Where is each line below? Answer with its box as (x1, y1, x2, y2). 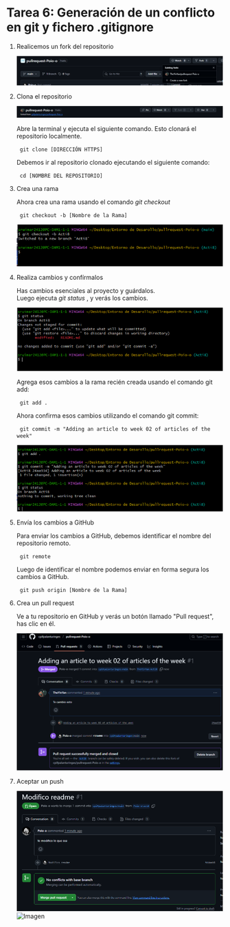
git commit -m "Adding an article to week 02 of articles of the (19, 425, 211, 432)
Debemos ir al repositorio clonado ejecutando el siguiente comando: (16, 159, 210, 167)
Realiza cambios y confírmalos (16, 274, 104, 282)
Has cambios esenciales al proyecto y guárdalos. (16, 287, 156, 295)
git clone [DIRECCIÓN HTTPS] (19, 146, 104, 153)
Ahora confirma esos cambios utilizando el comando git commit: (16, 411, 199, 420)
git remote (19, 553, 51, 560)
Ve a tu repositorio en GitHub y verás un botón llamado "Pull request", (16, 612, 214, 621)
